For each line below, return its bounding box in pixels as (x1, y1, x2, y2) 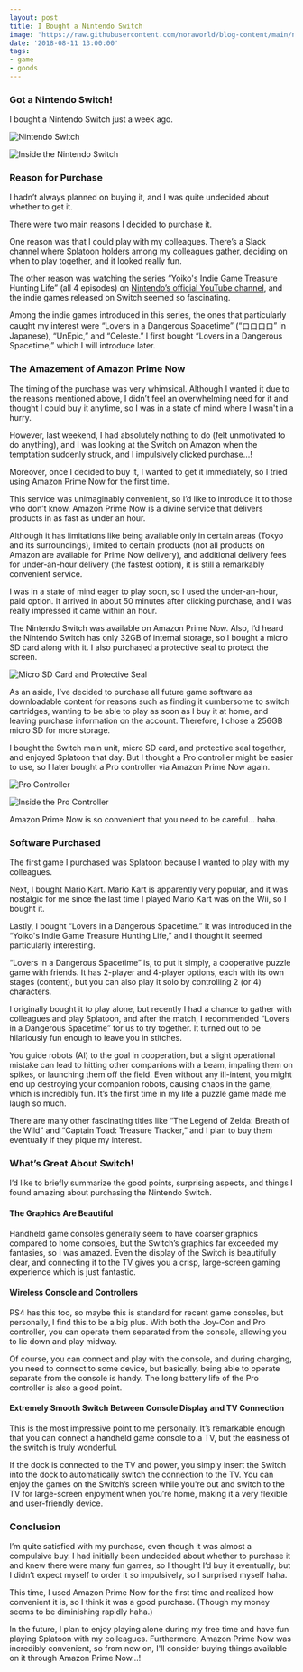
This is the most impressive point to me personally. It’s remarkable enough (9, 1423, 286, 1434)
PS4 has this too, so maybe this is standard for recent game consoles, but (9, 1306, 284, 1318)
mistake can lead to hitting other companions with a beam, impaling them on (9, 1060, 293, 1071)
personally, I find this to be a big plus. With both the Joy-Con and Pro (9, 1316, 266, 1327)
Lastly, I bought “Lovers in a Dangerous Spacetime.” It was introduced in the (9, 921, 293, 932)
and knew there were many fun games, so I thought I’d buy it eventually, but (9, 1560, 291, 1571)
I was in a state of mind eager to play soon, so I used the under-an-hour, (9, 586, 278, 597)
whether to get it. (9, 201, 74, 212)
